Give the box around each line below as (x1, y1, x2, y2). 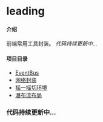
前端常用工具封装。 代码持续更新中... (6, 40, 98, 47)
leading (6, 4, 45, 18)
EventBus (15, 69, 39, 76)
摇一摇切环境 (15, 84, 47, 91)
